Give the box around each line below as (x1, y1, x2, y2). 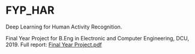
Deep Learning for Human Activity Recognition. (5, 23, 122, 30)
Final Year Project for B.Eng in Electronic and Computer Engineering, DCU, (5, 34, 190, 42)
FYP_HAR (5, 4, 55, 17)
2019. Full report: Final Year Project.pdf (5, 41, 103, 48)
